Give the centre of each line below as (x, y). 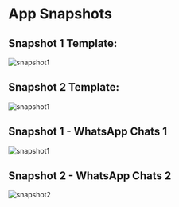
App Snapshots (60, 14)
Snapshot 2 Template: (64, 87)
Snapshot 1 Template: (63, 43)
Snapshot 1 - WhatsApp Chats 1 (88, 132)
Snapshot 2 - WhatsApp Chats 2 (90, 176)
